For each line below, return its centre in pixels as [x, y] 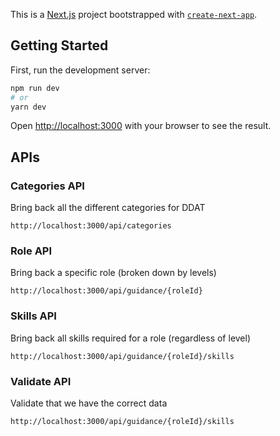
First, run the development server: [80, 70]
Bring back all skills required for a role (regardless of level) [131, 338]
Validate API [41, 381]
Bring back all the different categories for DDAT [108, 208]
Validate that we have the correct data [89, 403]
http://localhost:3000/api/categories [91, 226]
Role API [31, 251]
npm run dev [35, 88]
